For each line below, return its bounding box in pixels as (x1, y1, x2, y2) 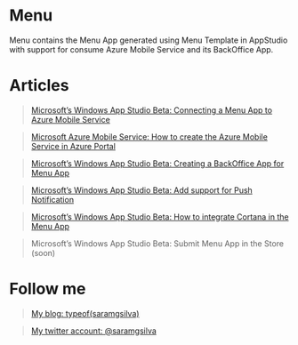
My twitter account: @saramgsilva (30, 325, 157, 336)
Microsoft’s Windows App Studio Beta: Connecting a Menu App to (30, 104, 273, 116)
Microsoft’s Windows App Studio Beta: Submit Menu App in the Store (30, 237, 285, 249)
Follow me (9, 279, 86, 299)
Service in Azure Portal (30, 140, 116, 151)
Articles (9, 76, 69, 96)
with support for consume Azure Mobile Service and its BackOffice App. (9, 44, 274, 54)
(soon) (30, 247, 56, 258)
